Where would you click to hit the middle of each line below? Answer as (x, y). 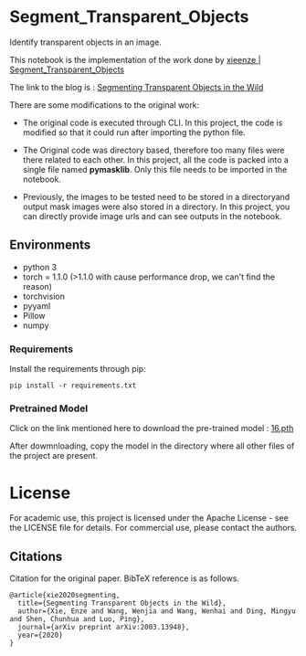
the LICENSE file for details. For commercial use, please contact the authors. (153, 528)
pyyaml (37, 306)
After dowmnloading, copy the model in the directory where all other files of (152, 446)
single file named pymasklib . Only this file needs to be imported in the (155, 169)
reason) (37, 286)
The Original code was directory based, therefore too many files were (153, 150)
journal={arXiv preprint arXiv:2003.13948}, (104, 628)
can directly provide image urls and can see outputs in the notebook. (152, 216)
